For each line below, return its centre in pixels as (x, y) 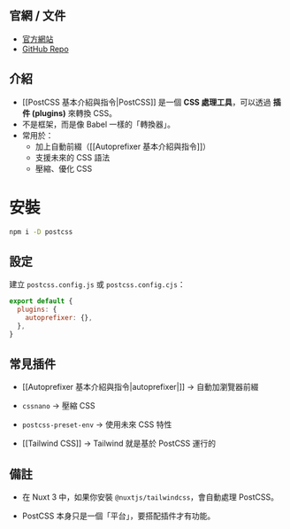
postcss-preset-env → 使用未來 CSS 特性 (97, 424)
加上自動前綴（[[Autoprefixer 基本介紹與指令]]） (122, 146)
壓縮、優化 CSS (64, 168)
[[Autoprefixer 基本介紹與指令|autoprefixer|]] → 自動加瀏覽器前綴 (140, 387)
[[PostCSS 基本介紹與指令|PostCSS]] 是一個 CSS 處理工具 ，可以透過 (146, 102)
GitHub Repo (45, 49)
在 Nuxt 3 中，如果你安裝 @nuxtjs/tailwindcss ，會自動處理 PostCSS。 (150, 497)
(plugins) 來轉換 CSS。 (75, 113)
